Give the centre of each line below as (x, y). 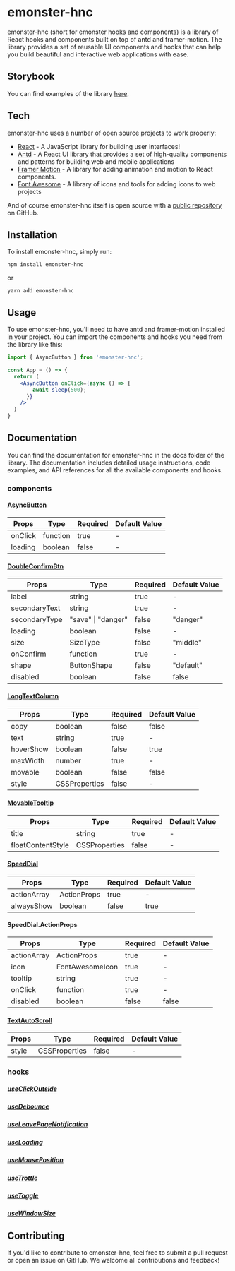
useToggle (23, 1195)
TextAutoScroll (30, 1020)
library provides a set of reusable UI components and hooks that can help (114, 47)
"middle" (187, 643)
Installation (32, 235)
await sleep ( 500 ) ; (60, 390)
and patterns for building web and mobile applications (96, 161)
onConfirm (29, 654)
